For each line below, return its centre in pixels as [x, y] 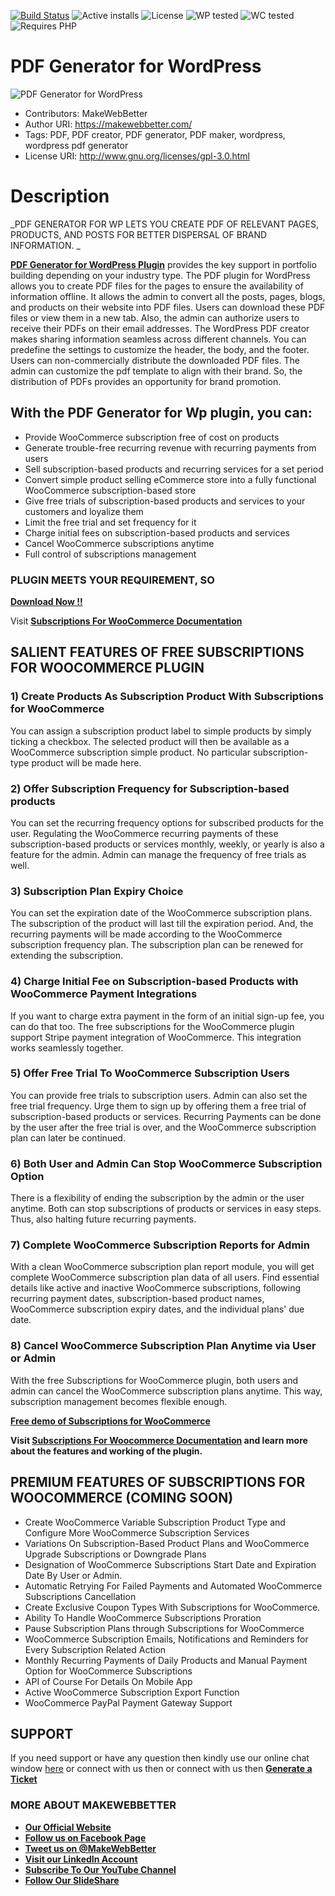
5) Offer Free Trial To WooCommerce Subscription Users [150, 1073]
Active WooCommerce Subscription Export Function [132, 1692]
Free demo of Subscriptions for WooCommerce [110, 1421]
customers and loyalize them [84, 511]
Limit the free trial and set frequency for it [110, 522]
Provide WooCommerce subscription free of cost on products [152, 437]
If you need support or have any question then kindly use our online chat [160, 1758]
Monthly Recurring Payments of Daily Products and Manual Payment [166, 1660]
